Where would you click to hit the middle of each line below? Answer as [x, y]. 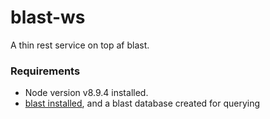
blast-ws [48, 17]
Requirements [45, 71]
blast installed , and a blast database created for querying [142, 103]
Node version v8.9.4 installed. [86, 93]
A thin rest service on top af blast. [80, 45]
